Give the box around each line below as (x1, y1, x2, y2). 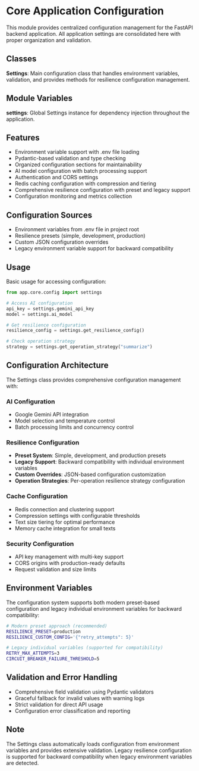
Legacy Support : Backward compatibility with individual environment (14, 458, 185, 465)
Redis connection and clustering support (14, 505, 115, 513)
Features (6, 132, 40, 142)
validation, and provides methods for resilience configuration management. (6, 76, 190, 83)
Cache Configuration (6, 492, 68, 500)
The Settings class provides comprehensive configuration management (6, 376, 181, 383)
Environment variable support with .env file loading (14, 148, 140, 156)
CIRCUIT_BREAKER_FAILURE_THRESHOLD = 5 (6, 656, 100, 662)
